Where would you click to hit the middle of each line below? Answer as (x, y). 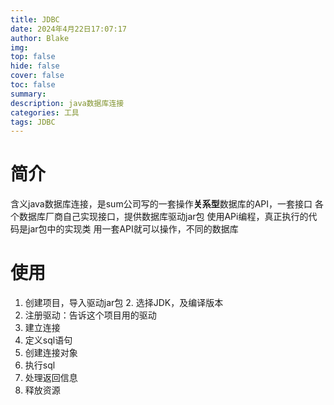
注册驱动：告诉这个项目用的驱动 (90, 315)
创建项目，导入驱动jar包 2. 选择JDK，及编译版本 (124, 303)
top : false (33, 57)
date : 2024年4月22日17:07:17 (69, 29)
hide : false (35, 66)
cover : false (37, 76)
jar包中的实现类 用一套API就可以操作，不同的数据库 (133, 229)
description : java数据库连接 (67, 103)
